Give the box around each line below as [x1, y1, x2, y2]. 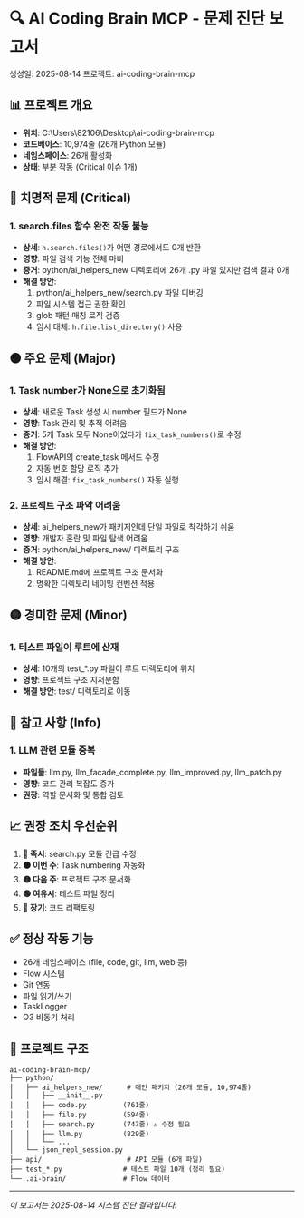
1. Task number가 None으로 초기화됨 [9, 384, 166, 396]
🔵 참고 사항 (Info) [9, 715, 101, 730]
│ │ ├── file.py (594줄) [9, 1110, 150, 1120]
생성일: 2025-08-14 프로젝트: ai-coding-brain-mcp [9, 68, 195, 79]
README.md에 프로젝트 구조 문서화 [35, 567, 164, 578]
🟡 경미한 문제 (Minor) [9, 607, 128, 622]
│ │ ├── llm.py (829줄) [9, 1130, 150, 1139]
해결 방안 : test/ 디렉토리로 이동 [22, 686, 131, 697]
